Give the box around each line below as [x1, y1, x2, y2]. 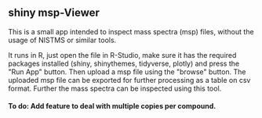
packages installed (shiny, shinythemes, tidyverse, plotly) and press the [8, 59, 240, 68]
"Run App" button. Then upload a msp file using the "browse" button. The [8, 66, 246, 77]
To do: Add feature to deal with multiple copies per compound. [8, 102, 217, 111]
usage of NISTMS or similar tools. [8, 35, 117, 45]
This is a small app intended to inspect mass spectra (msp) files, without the [8, 27, 254, 36]
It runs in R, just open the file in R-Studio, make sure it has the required [8, 50, 237, 59]
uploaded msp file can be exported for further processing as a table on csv [8, 75, 251, 84]
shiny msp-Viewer [8, 6, 100, 20]
